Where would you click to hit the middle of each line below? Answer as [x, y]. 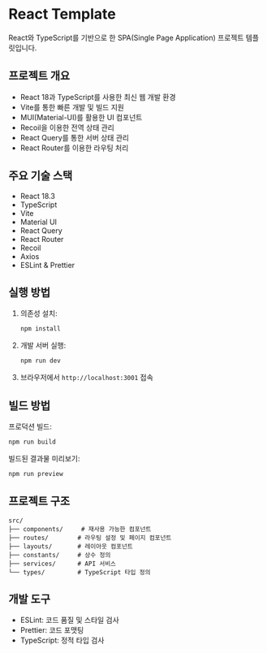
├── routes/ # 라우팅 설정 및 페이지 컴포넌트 [90, 538]
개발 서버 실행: [43, 345]
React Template [62, 14]
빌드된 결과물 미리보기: [44, 458]
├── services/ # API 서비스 [62, 564]
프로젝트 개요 [39, 76]
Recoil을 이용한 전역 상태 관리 [67, 128]
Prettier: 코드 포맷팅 [52, 630]
